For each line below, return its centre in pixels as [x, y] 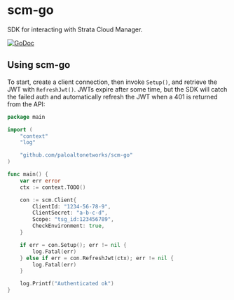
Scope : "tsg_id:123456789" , [73, 220]
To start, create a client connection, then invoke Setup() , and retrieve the [112, 82]
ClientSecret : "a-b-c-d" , [70, 213]
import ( [20, 129]
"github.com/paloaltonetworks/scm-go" [76, 155]
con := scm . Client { [48, 200]
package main [26, 117]
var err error [40, 180]
